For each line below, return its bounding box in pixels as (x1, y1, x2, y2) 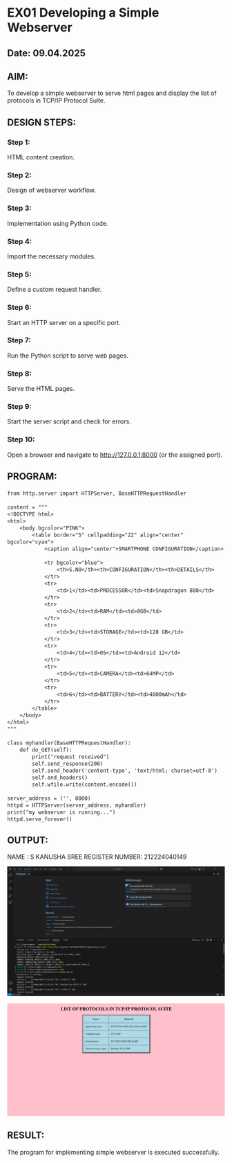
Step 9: (7, 402, 32, 412)
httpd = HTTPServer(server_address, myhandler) (7, 802, 147, 809)
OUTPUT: (7, 834, 48, 846)
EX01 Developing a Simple (7, 5, 159, 21)
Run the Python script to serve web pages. (7, 351, 129, 360)
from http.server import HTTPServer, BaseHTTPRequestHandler (7, 490, 187, 497)
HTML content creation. (7, 153, 75, 161)
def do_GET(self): (19, 746, 72, 753)
